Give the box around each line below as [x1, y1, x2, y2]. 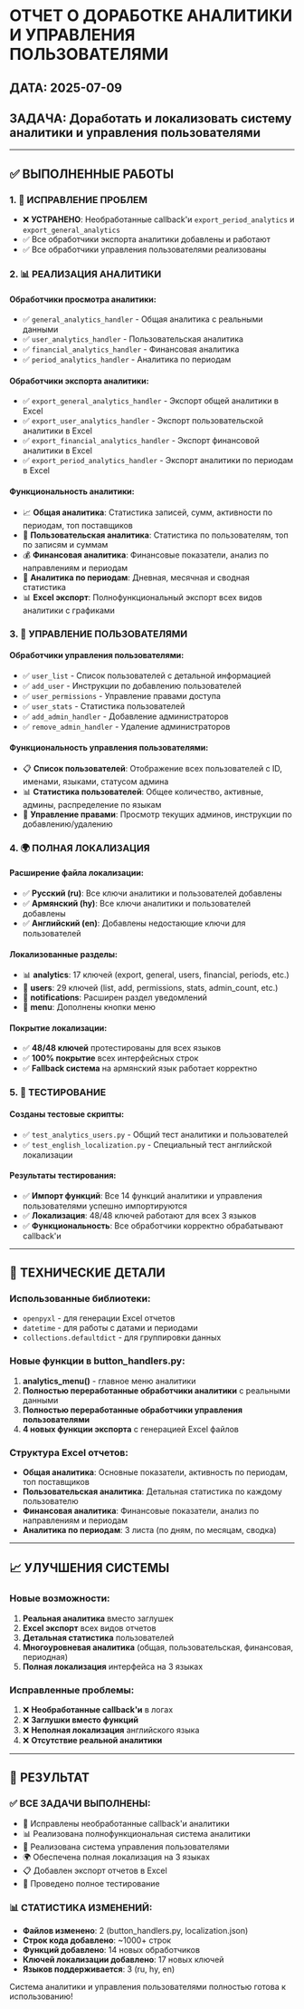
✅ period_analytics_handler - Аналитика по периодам [22, 354, 232, 365]
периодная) [22, 1651, 68, 1662]
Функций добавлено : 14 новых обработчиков [22, 1945, 201, 1956]
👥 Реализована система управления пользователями [22, 1841, 230, 1852]
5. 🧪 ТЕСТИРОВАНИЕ [9, 1086, 107, 1099]
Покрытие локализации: [9, 1022, 108, 1034]
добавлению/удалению [22, 818, 113, 830]
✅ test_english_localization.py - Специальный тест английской [22, 1139, 272, 1150]
